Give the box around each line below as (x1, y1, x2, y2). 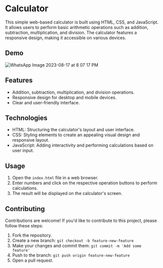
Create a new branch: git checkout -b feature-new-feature (12, 238, 134, 243)
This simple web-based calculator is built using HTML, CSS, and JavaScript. (5, 19, 159, 25)
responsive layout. (12, 137, 50, 143)
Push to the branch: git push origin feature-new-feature (12, 252, 130, 258)
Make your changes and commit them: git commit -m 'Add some (12, 243, 142, 248)
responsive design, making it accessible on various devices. (5, 35, 126, 41)
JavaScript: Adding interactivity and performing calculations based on (12, 143, 154, 148)
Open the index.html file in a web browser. (12, 175, 99, 181)
